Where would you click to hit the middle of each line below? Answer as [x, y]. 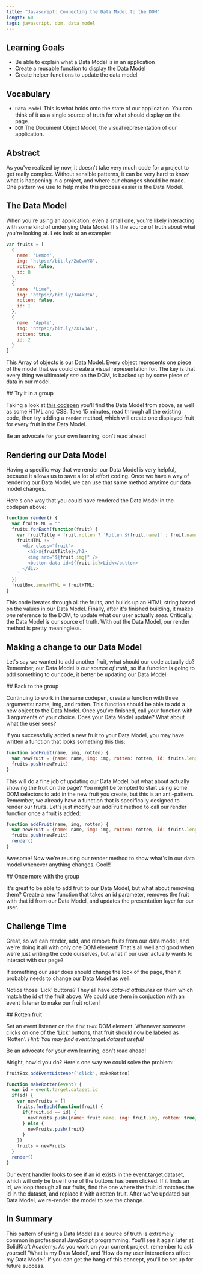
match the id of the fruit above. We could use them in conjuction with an [96, 996]
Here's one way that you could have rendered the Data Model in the [90, 500]
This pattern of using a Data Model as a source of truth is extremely [90, 1234]
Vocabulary [29, 94]
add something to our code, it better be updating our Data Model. [87, 674]
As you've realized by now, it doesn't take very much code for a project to [98, 167]
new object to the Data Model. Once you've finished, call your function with [99, 711]
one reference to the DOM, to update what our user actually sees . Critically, [100, 615]
